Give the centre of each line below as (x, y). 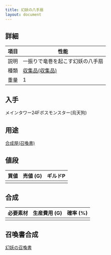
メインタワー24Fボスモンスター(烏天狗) (46, 113)
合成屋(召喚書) (20, 143)
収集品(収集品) (40, 71)
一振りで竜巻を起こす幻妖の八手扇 (63, 61)
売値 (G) (32, 176)
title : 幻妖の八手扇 (24, 10)
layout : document (23, 15)
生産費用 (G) (47, 213)
